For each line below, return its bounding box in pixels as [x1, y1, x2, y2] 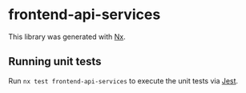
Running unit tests [8, 55, 102, 68]
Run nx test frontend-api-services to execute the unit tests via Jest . [8, 76, 239, 85]
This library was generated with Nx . [8, 32, 126, 41]
